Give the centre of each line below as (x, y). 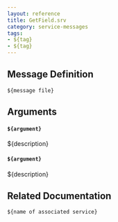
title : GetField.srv (37, 20)
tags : (15, 33)
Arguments (32, 112)
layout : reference (34, 14)
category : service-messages (48, 27)
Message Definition (50, 74)
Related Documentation (59, 196)
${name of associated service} (52, 212)
